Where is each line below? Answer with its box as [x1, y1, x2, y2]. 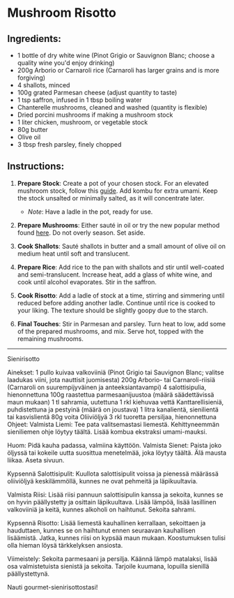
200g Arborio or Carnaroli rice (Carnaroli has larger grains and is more [17, 66, 219, 74]
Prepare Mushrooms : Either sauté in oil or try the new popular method [17, 221, 220, 229]
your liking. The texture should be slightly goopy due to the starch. [17, 306, 208, 314]
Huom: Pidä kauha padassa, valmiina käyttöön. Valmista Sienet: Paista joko [7, 441, 221, 449]
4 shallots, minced [17, 81, 70, 89]
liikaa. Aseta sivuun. [7, 455, 65, 464]
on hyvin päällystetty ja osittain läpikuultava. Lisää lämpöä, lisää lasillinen [7, 497, 217, 506]
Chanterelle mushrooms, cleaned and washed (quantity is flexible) [17, 103, 208, 111]
